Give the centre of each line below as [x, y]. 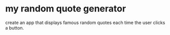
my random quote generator [66, 9]
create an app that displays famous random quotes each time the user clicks [85, 22]
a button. [15, 27]
